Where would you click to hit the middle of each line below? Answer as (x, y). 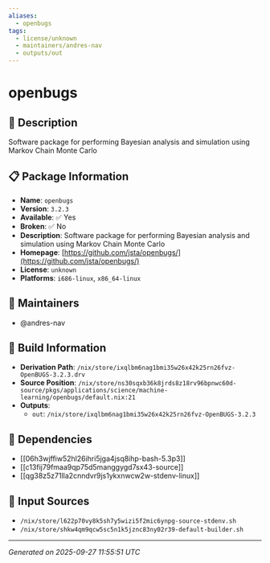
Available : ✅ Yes (48, 217)
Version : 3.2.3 (45, 208)
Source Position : (48, 383)
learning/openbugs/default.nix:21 (78, 398)
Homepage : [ (42, 252)
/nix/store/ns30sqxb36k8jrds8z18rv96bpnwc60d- (157, 384)
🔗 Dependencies (50, 439)
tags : (17, 31)
